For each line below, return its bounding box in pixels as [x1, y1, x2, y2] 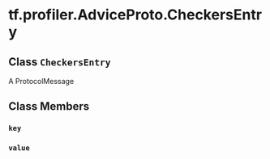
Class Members [8, 99, 90, 114]
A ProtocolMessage [8, 77, 75, 86]
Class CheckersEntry [8, 55, 111, 69]
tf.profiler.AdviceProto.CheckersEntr [8, 6, 262, 24]
